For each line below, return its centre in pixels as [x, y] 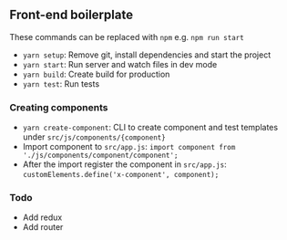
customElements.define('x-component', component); [121, 175]
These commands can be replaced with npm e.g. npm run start [127, 37]
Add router [43, 227]
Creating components [59, 107]
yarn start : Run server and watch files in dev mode [120, 64]
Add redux [42, 217]
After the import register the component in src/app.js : [124, 164]
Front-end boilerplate [72, 15]
